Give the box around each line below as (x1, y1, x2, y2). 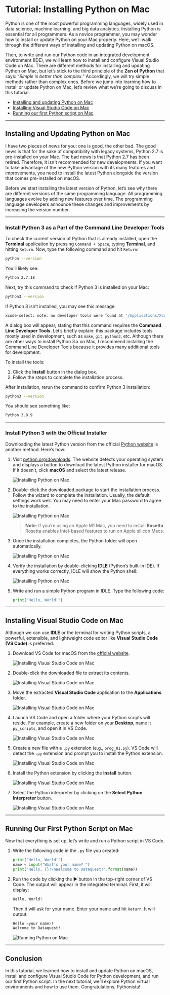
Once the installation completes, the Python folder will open (12, 537, 138, 543)
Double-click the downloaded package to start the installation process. (12, 487, 161, 493)
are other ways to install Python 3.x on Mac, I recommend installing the (5, 338, 153, 344)
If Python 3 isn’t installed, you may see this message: (5, 303, 116, 309)
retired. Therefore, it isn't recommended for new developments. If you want (5, 159, 162, 165)
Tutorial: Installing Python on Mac (5, 4, 150, 15)
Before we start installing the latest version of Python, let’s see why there (5, 185, 157, 191)
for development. (5, 349, 41, 355)
